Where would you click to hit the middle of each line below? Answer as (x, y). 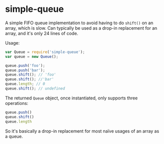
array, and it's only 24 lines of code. (42, 33)
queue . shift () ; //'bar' (30, 79)
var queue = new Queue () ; (32, 56)
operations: (17, 103)
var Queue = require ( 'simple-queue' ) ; (45, 52)
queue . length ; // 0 (25, 84)
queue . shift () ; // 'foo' (31, 75)
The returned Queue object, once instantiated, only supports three (71, 98)
